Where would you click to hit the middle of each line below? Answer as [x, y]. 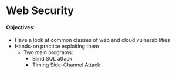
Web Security [40, 11]
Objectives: [21, 27]
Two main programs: [48, 52]
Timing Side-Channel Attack [66, 65]
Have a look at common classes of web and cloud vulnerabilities [92, 40]
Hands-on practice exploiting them [57, 46]
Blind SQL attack [52, 59]
